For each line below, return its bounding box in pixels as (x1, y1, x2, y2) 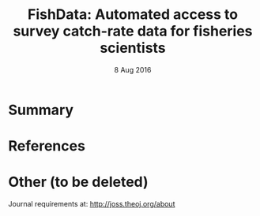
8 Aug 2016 (114, 65, 152, 74)
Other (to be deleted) (8, 173, 149, 191)
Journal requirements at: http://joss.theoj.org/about (8, 199, 175, 209)
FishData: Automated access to (27, 6, 239, 24)
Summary (8, 101, 73, 119)
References (8, 137, 85, 155)
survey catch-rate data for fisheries (13, 22, 253, 40)
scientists (100, 39, 166, 57)
